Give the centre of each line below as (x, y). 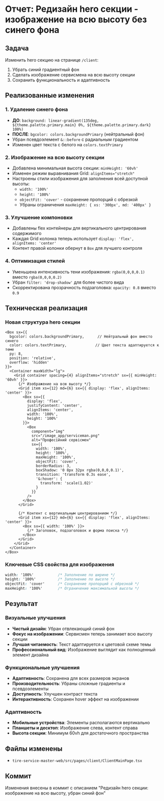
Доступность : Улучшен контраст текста (55, 694)
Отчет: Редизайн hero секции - (72, 9)
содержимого (27, 234)
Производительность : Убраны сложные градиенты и (68, 684)
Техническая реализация (46, 308)
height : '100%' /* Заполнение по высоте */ (60, 579)
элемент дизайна (30, 655)
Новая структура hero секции (43, 322)
